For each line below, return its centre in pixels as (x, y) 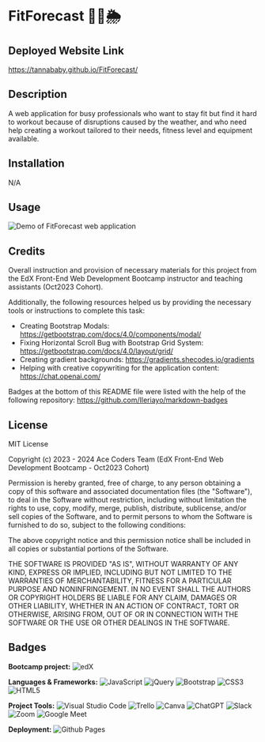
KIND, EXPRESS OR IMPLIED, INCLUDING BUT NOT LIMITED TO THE (120, 573)
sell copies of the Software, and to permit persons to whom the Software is (131, 517)
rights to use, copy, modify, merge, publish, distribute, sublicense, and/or (127, 508)
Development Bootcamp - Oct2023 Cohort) (79, 468)
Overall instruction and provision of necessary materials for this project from (132, 270)
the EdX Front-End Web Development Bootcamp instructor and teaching (126, 279)
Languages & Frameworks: (53, 682)
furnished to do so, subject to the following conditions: (97, 525)
